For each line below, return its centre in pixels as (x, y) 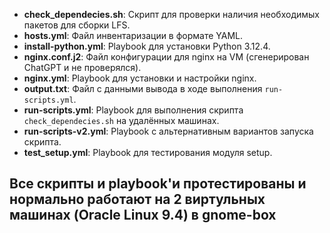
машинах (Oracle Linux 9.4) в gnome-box (143, 215)
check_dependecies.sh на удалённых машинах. (121, 120)
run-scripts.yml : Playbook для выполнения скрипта (133, 110)
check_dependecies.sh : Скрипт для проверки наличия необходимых (172, 14)
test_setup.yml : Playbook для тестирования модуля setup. (148, 152)
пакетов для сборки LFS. (77, 25)
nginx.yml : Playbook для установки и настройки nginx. (140, 78)
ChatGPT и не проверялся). (82, 67)
